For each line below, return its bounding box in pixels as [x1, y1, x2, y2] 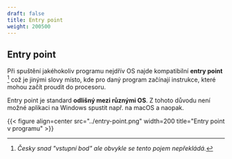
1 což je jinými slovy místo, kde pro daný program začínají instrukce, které [7, 74, 216, 84]
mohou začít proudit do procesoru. [7, 82, 106, 91]
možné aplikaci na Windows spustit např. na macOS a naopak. [7, 103, 184, 111]
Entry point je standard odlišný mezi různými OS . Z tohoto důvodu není [7, 96, 211, 104]
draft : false [7, 10, 45, 17]
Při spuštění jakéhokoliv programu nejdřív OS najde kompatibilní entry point [7, 67, 223, 75]
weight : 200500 [7, 23, 51, 30]
